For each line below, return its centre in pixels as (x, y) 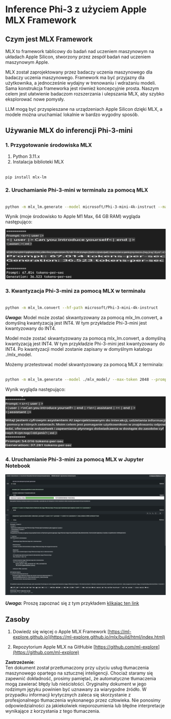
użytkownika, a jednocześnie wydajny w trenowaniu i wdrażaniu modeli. (81, 83)
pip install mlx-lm (26, 177)
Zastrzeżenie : (20, 662)
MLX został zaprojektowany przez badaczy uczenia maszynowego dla (79, 72)
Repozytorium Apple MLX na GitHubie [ (54, 647)
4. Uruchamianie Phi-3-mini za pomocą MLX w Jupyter (75, 460)
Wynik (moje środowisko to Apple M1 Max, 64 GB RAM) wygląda (73, 217)
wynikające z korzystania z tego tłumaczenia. (53, 711)
